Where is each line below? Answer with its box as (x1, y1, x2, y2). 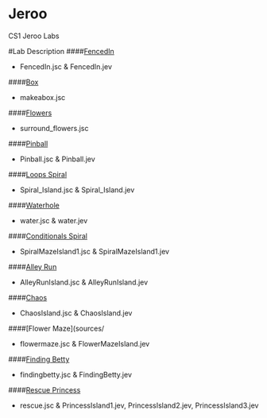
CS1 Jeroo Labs (8, 31, 60, 41)
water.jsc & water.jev (19, 215, 88, 225)
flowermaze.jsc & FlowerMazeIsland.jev (19, 339, 150, 348)
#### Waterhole (8, 200, 60, 210)
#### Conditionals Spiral (8, 231, 88, 241)
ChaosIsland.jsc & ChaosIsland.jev (19, 308, 133, 318)
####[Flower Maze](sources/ (8, 323, 105, 333)
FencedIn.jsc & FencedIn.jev (19, 61, 113, 72)
